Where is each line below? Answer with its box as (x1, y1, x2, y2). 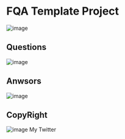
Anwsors (6, 76, 41, 87)
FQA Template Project (6, 4, 120, 18)
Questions (6, 42, 47, 52)
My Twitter (29, 126, 57, 134)
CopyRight (6, 110, 48, 120)
